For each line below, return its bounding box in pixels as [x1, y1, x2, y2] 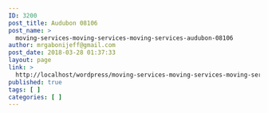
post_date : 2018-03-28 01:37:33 [8, 49, 116, 56]
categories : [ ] [8, 93, 62, 101]
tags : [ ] [8, 85, 41, 94]
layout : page [8, 56, 52, 64]
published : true [8, 78, 62, 86]
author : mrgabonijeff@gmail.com [8, 41, 116, 49]
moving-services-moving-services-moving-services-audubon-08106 [15, 33, 234, 42]
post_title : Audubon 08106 [8, 19, 98, 27]
